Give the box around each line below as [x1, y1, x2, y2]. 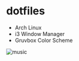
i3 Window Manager [14, 30, 65, 37]
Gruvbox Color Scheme [14, 36, 73, 44]
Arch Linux [14, 24, 42, 31]
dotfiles [6, 4, 45, 18]
